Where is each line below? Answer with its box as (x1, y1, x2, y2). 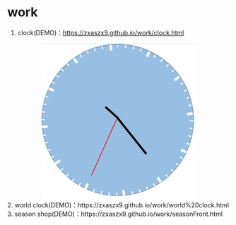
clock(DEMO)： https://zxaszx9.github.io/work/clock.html (17, 28, 184, 37)
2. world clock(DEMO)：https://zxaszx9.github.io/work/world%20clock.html (7, 200, 230, 209)
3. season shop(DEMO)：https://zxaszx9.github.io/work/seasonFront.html (7, 209, 223, 218)
